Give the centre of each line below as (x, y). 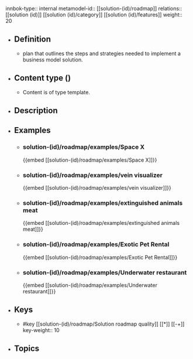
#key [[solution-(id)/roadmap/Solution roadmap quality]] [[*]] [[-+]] (104, 324)
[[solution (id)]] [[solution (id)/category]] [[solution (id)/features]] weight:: (94, 15)
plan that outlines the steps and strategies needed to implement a (101, 53)
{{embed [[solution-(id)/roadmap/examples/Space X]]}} (90, 160)
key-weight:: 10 (41, 330)
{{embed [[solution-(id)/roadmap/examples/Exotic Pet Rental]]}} (100, 257)
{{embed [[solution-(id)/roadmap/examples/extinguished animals (101, 223)
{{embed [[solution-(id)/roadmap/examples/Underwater (90, 285)
